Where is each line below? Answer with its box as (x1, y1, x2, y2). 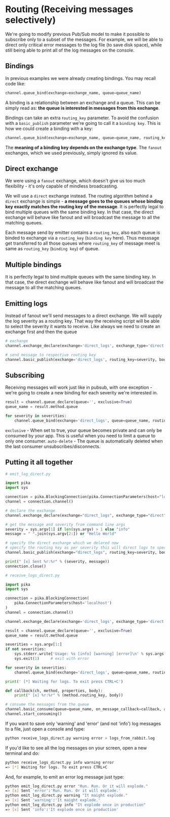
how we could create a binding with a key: (5, 125, 93, 131)
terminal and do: (5, 750, 39, 756)
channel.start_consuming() (5, 711, 62, 716)
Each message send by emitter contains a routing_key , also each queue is (5, 230, 160, 236)
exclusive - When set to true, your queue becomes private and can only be (5, 427, 162, 433)
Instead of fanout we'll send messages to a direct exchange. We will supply (5, 312, 162, 319)
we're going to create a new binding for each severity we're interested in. (5, 390, 158, 396)
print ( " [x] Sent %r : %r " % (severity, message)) (5, 559, 110, 564)
